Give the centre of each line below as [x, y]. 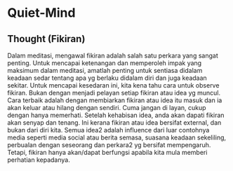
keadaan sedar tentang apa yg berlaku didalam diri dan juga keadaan [107, 78]
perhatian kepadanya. [39, 160]
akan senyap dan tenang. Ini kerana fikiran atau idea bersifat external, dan [114, 123]
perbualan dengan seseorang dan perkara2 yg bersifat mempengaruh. [109, 145]
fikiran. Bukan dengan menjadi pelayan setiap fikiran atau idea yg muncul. [114, 93]
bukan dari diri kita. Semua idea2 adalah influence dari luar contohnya [108, 130]
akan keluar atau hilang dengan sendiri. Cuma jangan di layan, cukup [107, 108]
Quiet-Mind [41, 13]
